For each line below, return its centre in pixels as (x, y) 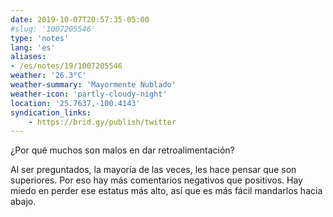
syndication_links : (51, 112)
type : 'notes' (40, 38)
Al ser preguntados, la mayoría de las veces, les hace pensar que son (153, 170)
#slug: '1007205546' (53, 29)
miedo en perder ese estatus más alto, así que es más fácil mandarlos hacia (166, 191)
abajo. (23, 202)
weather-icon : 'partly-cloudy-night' (89, 94)
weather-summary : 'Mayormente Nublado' (93, 85)
